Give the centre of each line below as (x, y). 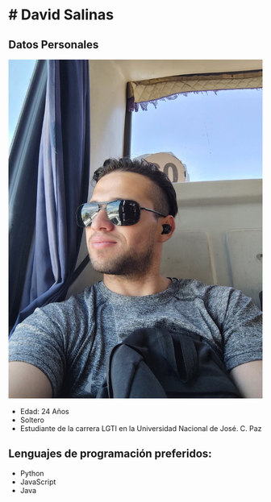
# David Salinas (61, 15)
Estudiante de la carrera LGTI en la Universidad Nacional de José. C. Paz (141, 428)
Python (32, 473)
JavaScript (38, 482)
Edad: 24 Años (45, 411)
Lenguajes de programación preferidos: (110, 454)
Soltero (32, 420)
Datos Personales (54, 45)
